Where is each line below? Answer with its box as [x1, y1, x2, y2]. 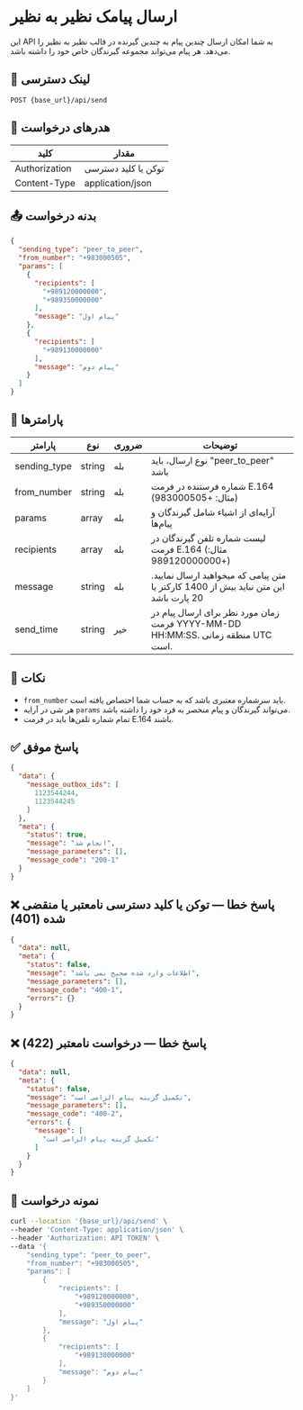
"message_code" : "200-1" [26, 855, 120, 865]
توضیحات [202, 438, 237, 451]
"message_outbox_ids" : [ [26, 781, 120, 790]
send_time [14, 623, 58, 636]
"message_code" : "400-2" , [26, 1109, 124, 1118]
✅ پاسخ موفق [10, 740, 79, 755]
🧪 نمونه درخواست [10, 1193, 100, 1208]
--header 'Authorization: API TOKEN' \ [10, 1234, 160, 1243]
